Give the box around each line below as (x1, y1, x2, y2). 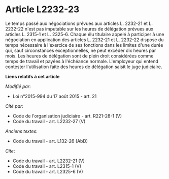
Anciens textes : (5, 128, 38, 134)
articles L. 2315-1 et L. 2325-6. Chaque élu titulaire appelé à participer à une (5, 31, 164, 37)
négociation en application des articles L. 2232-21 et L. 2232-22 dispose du (5, 37, 164, 43)
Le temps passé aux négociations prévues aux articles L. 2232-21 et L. (5, 20, 153, 26)
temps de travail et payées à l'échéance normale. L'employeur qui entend (5, 58, 159, 64)
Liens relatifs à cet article (5, 73, 60, 79)
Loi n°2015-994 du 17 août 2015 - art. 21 (12, 93, 97, 99)
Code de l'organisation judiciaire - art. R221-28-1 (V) (12, 113, 122, 119)
